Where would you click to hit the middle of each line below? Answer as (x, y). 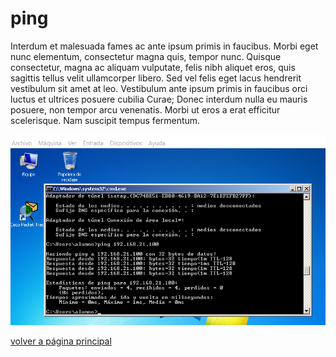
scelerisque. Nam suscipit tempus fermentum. (105, 120)
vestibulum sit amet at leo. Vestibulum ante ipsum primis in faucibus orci (159, 88)
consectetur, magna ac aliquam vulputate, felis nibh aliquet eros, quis (153, 67)
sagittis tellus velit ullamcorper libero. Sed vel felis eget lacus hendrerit (156, 78)
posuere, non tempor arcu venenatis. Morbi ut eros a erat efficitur (145, 109)
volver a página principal (61, 341)
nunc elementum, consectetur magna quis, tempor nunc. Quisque (146, 56)
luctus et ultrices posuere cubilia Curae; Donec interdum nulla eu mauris (159, 99)
